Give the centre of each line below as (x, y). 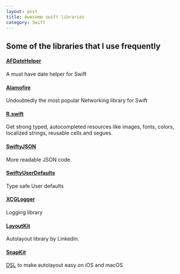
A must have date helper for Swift (46, 74)
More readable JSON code (38, 159)
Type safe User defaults (35, 186)
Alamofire (18, 87)
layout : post (22, 11)
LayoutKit (18, 225)
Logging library (24, 212)
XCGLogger (20, 199)
